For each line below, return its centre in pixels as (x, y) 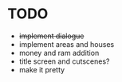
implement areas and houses (67, 44)
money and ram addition (59, 53)
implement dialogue (51, 36)
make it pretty (42, 69)
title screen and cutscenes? (64, 61)
